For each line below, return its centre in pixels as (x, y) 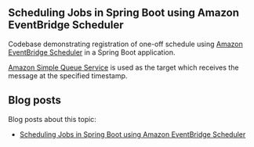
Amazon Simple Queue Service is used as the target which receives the (123, 67)
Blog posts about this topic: (52, 119)
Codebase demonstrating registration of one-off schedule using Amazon (125, 44)
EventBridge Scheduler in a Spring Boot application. (92, 52)
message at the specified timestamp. (68, 75)
